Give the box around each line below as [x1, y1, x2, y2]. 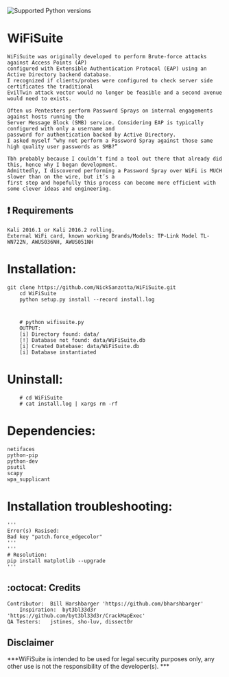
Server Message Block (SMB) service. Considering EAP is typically [7, 119, 204, 126]
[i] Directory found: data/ [19, 330, 99, 338]
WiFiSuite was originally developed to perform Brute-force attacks [7, 53, 207, 60]
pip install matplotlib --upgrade [7, 557, 106, 564]
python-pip [7, 452, 38, 459]
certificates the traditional [7, 83, 94, 90]
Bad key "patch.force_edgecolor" [7, 533, 103, 540]
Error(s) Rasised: [7, 527, 60, 534]
